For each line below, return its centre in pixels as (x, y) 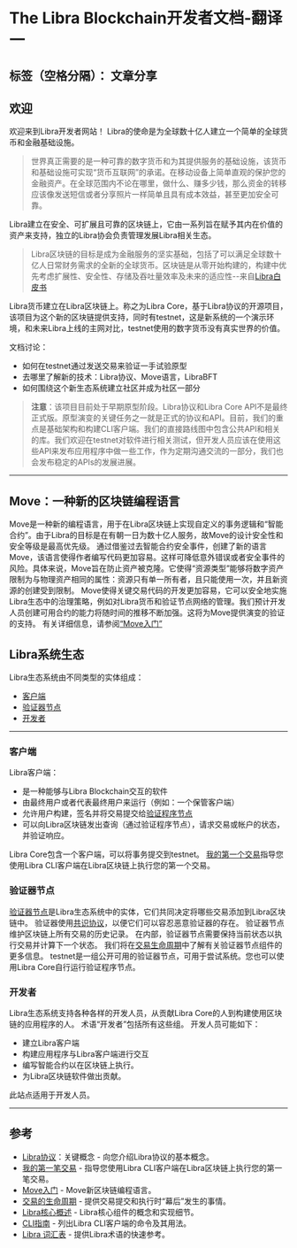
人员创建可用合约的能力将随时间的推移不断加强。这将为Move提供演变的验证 (147, 612)
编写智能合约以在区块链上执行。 (80, 1065)
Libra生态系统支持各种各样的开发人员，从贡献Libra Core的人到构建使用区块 (146, 1013)
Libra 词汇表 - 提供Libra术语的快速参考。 (96, 1234)
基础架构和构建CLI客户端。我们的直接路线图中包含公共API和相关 (164, 429)
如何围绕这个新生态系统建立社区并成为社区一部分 (111, 388)
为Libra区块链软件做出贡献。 (74, 1075)
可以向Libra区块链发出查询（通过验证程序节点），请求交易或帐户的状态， (153, 825)
